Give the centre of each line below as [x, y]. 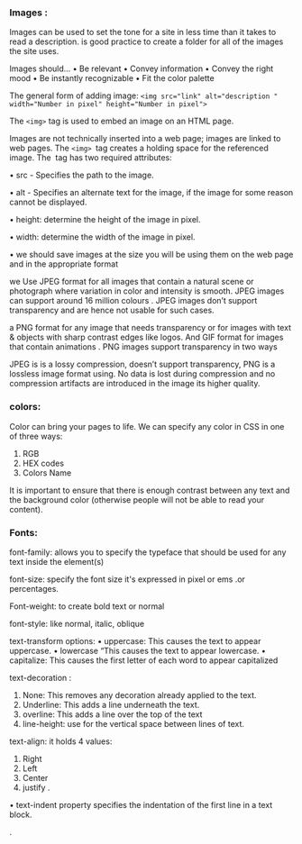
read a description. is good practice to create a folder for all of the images [146, 41]
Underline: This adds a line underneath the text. [111, 704]
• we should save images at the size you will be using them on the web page [151, 255]
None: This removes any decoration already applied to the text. [139, 694]
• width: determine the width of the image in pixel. [102, 237]
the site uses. [34, 51]
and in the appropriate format [64, 264]
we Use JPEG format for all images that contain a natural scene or [132, 282]
